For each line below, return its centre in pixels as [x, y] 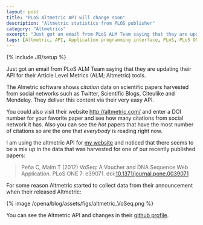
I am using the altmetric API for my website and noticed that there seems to [100, 142]
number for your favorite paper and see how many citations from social [95, 118]
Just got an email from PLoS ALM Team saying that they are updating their [99, 69]
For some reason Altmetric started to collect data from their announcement [100, 185]
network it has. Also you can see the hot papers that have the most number [100, 124]
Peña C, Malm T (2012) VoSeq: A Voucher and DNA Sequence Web [105, 167]
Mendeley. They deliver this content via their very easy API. [80, 100]
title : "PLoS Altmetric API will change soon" [66, 18]
